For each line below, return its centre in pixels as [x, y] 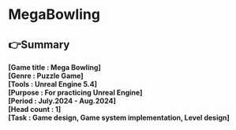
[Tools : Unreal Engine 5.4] [52, 84]
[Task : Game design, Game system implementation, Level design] [119, 117]
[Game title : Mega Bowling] [54, 67]
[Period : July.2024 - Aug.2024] [62, 101]
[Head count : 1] [35, 109]
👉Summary [39, 45]
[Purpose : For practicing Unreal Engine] [75, 93]
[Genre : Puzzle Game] [46, 76]
